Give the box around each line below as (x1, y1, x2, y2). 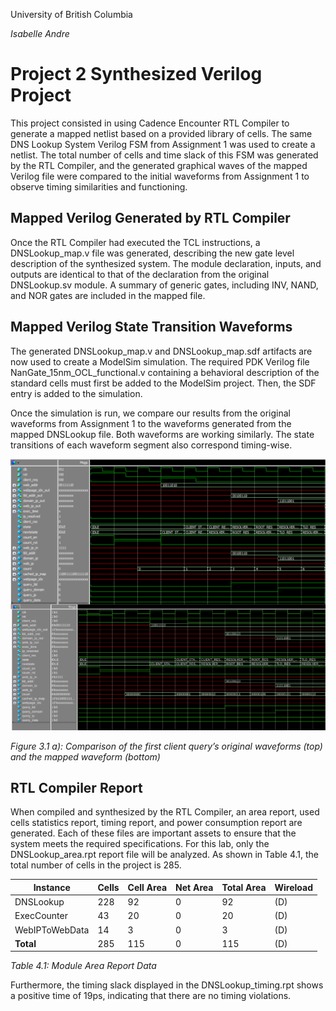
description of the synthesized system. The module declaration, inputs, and (10, 257, 322, 269)
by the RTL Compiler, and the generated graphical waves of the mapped (10, 159, 308, 171)
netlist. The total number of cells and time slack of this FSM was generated (10, 149, 319, 161)
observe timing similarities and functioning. (10, 180, 188, 193)
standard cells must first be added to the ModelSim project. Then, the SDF (10, 377, 317, 389)
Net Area (175, 881, 214, 893)
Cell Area (127, 881, 168, 893)
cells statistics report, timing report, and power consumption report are (10, 817, 303, 829)
